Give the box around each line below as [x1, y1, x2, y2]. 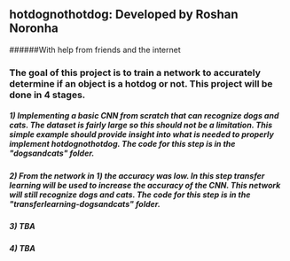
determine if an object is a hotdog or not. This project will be [9, 77, 273, 89]
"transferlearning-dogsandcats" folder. [9, 198, 161, 209]
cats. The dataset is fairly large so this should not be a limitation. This [9, 119, 273, 131]
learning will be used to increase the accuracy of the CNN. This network [9, 180, 281, 190]
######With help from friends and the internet [9, 44, 182, 55]
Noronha [9, 21, 59, 36]
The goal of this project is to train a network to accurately [9, 66, 262, 79]
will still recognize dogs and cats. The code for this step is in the [9, 189, 251, 200]
